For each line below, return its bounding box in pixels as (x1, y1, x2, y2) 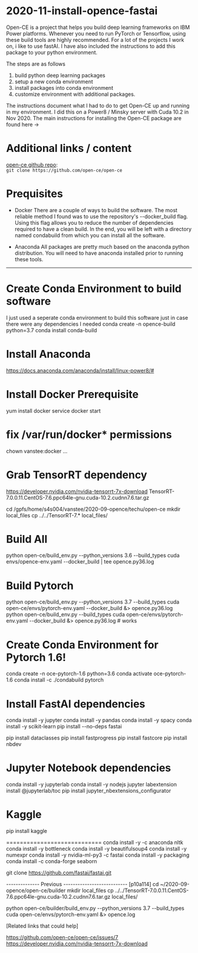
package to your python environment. (6, 48, 98, 56)
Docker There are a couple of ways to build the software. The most (14, 206, 178, 213)
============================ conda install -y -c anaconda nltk (6, 839, 184, 846)
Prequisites (6, 187, 63, 200)
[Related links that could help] (6, 922, 78, 929)
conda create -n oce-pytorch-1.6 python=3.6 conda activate (6, 670, 153, 678)
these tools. (14, 255, 44, 262)
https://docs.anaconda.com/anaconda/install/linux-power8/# (6, 367, 154, 374)
